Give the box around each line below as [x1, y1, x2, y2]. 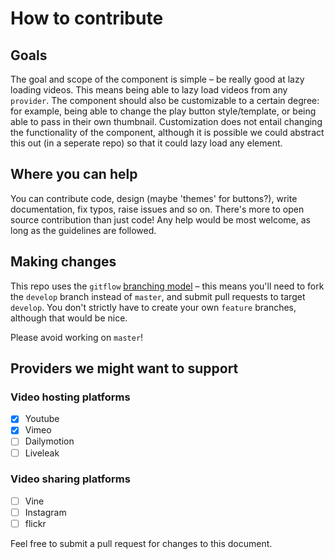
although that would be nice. [10, 312, 128, 324]
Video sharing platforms [10, 472, 131, 486]
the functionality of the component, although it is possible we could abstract [10, 127, 325, 138]
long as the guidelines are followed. [10, 224, 157, 236]
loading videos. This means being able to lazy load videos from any [10, 84, 288, 96]
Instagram [24, 506, 67, 518]
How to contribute [10, 7, 164, 30]
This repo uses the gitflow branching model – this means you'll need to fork [10, 280, 325, 292]
